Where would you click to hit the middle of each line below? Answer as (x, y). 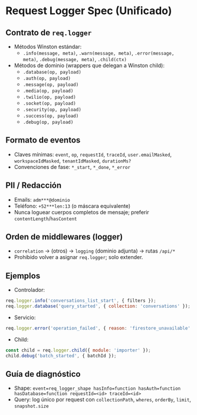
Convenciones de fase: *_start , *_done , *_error (72, 167)
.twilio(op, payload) (49, 97)
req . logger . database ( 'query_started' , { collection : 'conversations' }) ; (98, 306)
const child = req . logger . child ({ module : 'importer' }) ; (78, 350)
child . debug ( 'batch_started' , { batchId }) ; (61, 356)
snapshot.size (31, 406)
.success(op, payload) (51, 116)
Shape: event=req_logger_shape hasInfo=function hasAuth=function (97, 388)
